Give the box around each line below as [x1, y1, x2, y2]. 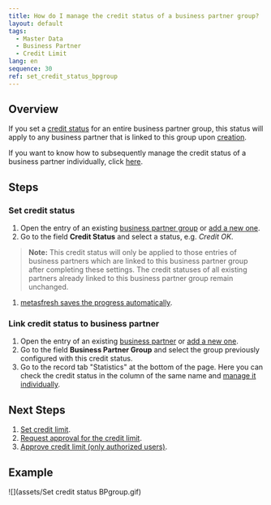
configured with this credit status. [19, 354, 133, 364]
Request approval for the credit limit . [19, 434, 142, 443]
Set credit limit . [19, 425, 71, 434]
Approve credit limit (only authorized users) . [19, 442, 168, 451]
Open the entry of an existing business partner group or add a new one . [19, 223, 261, 233]
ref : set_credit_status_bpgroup [8, 72, 118, 80]
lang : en [8, 58, 38, 66]
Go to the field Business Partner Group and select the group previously [19, 345, 260, 355]
